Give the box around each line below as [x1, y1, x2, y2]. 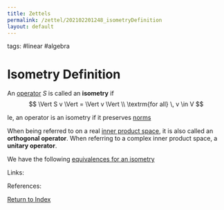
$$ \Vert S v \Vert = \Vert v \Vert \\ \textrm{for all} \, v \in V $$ [28, 100, 204, 108]
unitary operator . [7, 141, 57, 150]
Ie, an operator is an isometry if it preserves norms [7, 114, 151, 122]
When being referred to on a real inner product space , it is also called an [7, 127, 214, 135]
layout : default [7, 23, 54, 30]
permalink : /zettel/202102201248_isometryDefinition [7, 17, 162, 24]
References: [7, 182, 41, 191]
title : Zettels [7, 10, 51, 17]
